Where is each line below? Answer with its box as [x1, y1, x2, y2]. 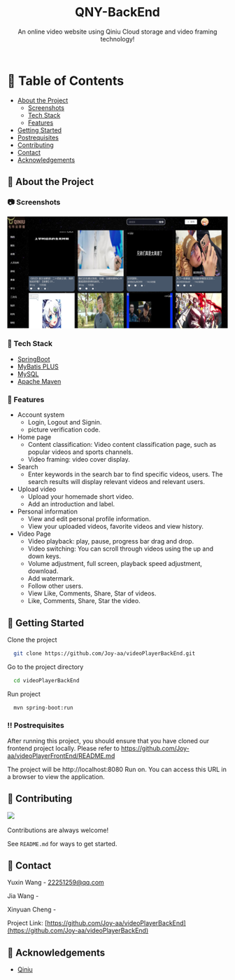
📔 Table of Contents [7, 73, 124, 89]
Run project [7, 689, 41, 698]
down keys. [27, 552, 62, 560]
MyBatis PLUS [17, 362, 59, 371]
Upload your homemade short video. [27, 492, 134, 501]
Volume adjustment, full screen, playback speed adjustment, [27, 560, 203, 568]
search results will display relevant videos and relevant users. [27, 478, 205, 486]
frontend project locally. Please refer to [7, 744, 120, 752]
